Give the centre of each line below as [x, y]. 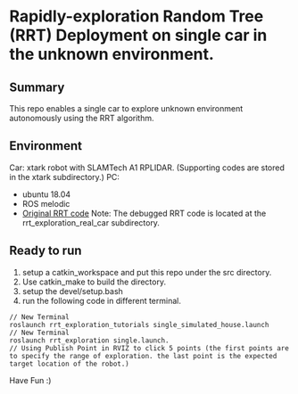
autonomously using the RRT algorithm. [82, 118]
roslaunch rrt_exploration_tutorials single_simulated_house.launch [139, 324]
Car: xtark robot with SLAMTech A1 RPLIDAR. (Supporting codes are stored [147, 168]
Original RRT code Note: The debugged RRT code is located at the [144, 213]
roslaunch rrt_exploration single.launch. [89, 341]
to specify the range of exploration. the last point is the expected [143, 356]
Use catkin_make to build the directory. [94, 282]
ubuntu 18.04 [46, 194]
